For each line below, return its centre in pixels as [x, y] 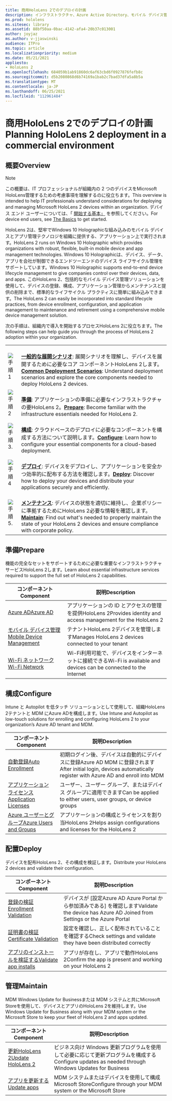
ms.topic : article [25, 48]
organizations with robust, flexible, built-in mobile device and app [74, 249]
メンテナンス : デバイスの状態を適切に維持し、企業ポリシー [92, 503]
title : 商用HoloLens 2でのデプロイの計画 [46, 10]
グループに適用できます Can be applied [112, 792]
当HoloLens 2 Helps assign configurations [110, 823]
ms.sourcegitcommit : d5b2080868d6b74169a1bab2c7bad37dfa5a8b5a [74, 77]
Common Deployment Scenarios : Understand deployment [92, 371]
